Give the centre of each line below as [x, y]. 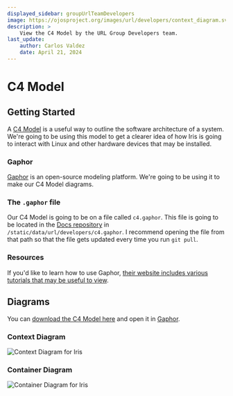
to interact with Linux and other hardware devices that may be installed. [110, 144]
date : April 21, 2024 [51, 53]
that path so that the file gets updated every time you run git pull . [103, 240]
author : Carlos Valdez [52, 46]
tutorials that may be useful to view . [58, 280]
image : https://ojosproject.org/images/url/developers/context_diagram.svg [119, 20]
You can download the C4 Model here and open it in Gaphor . [94, 319]
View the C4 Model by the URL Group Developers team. [99, 33]
